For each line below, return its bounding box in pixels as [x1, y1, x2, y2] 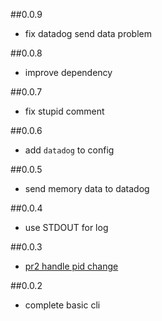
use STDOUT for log [24, 222, 109, 233]
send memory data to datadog [24, 183, 150, 194]
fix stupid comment [24, 105, 105, 117]
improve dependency [24, 67, 113, 78]
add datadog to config [24, 144, 115, 156]
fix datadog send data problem [24, 28, 152, 39]
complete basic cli [24, 299, 101, 311]
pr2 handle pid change [24, 260, 119, 272]
